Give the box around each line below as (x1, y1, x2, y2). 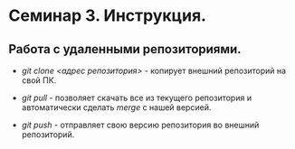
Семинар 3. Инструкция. (8, 5, 207, 26)
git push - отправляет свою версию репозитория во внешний (21, 119, 260, 130)
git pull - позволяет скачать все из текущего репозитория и (21, 92, 252, 103)
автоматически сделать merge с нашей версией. (21, 102, 212, 113)
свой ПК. (21, 75, 57, 86)
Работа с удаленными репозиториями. (8, 42, 242, 57)
